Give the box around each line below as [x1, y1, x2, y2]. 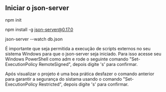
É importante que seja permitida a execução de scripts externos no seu [5, 45, 151, 51]
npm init [5, 17, 22, 23]
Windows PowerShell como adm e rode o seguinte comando [5, 56, 129, 62]
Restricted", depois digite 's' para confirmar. [39, 81, 129, 87]
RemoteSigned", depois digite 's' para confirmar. [39, 61, 138, 67]
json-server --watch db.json [5, 36, 63, 42]
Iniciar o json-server [5, 4, 69, 12]
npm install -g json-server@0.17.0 [5, 27, 73, 32]
